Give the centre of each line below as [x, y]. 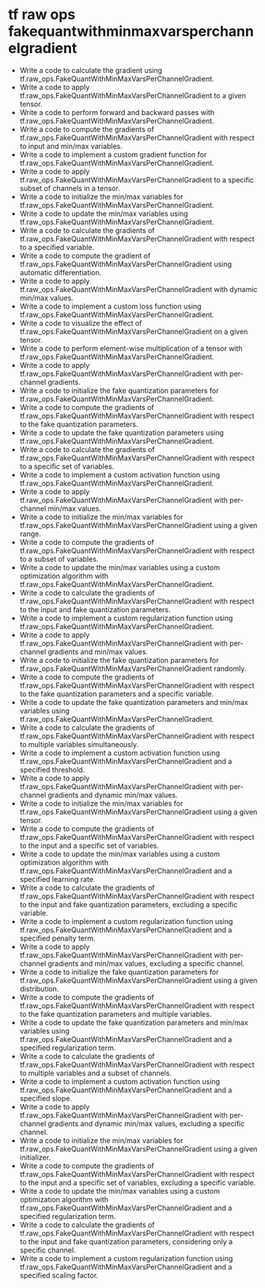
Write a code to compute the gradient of [85, 255]
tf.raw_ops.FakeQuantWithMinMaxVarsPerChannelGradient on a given [134, 332]
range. [30, 534]
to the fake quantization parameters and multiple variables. [115, 1014]
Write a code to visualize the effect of [81, 323]
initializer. [35, 1157]
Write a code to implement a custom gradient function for [113, 154]
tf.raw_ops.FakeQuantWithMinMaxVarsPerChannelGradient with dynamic [138, 289]
